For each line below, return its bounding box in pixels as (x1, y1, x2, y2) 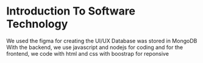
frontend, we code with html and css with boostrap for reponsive (6, 50, 169, 57)
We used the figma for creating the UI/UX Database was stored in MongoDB (6, 37, 198, 44)
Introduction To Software (6, 4, 136, 18)
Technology (6, 17, 68, 31)
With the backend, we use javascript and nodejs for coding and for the (6, 44, 183, 51)
